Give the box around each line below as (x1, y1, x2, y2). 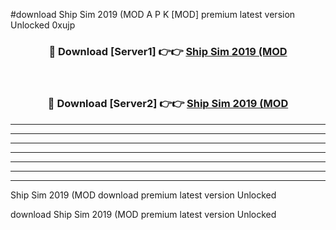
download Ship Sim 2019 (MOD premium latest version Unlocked (10, 208, 277, 220)
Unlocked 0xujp (10, 19, 76, 31)
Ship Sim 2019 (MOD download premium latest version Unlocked (10, 189, 277, 201)
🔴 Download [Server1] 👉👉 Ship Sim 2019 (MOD (48, 44, 288, 58)
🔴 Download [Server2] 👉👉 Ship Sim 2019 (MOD (47, 97, 289, 111)
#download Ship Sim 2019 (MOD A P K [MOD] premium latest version (10, 9, 296, 20)
